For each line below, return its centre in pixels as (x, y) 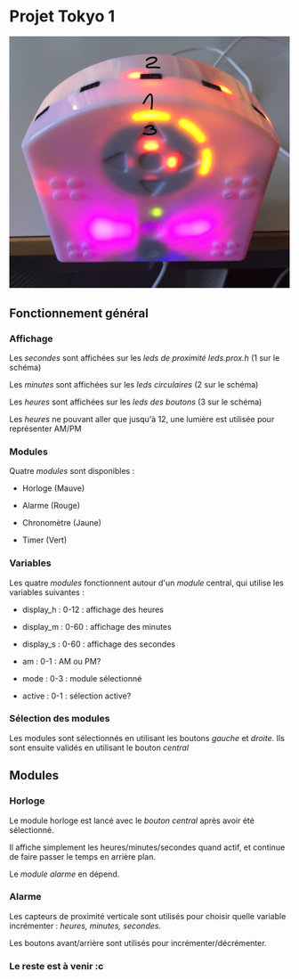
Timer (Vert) (44, 540)
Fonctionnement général (79, 313)
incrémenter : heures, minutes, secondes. (85, 926)
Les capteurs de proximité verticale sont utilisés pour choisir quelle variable (148, 916)
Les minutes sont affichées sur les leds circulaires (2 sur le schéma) (134, 384)
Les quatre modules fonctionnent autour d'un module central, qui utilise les (147, 583)
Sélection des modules (60, 719)
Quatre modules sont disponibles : (72, 471)
